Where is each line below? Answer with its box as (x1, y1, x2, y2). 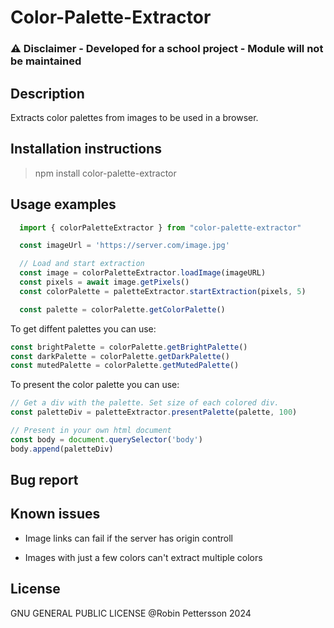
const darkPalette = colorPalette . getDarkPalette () (10, 351, 230, 361)
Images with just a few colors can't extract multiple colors (24, 551, 263, 563)
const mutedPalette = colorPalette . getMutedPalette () (10, 361, 240, 371)
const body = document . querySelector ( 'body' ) (10, 434, 203, 445)
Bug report (10, 472, 79, 489)
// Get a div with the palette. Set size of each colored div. (10, 398, 280, 408)
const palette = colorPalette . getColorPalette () (19, 304, 226, 315)
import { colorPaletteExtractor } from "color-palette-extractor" (19, 222, 302, 233)
